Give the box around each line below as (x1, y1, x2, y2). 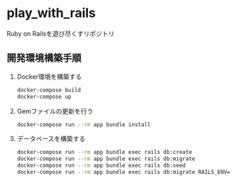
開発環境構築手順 (6, 52, 82, 65)
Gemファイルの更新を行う (16, 106, 94, 115)
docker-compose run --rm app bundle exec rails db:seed (16, 162, 186, 170)
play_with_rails (6, 5, 97, 21)
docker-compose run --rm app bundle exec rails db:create (16, 149, 192, 156)
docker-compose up (16, 93, 72, 100)
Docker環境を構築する (16, 72, 82, 81)
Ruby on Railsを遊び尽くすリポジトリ (6, 29, 115, 38)
